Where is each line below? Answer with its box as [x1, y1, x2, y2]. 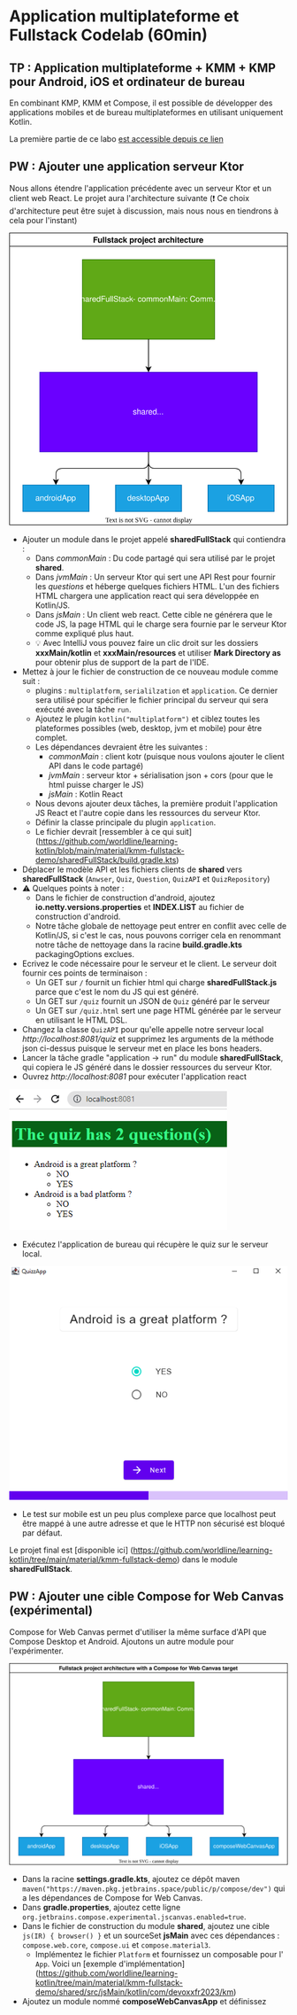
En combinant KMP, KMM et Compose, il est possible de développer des [9, 97, 273, 108]
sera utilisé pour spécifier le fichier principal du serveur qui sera [34, 694, 269, 705]
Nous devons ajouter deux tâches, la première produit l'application [34, 797, 278, 808]
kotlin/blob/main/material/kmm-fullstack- [34, 844, 185, 856]
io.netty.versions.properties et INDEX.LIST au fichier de [34, 901, 245, 912]
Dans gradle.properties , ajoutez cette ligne [21, 1902, 181, 1912]
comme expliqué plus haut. [34, 627, 134, 639]
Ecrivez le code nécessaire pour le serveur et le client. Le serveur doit [21, 958, 277, 969]
